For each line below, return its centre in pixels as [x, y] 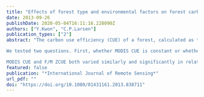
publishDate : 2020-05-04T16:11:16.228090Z [61, 23]
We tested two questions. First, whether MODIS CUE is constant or [93, 51]
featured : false [27, 67]
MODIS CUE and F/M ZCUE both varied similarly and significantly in [95, 62]
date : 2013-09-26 [28, 18]
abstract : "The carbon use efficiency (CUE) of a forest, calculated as [100, 40]
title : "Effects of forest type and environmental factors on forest [96, 12]
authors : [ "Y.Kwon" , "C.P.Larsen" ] [51, 29]
